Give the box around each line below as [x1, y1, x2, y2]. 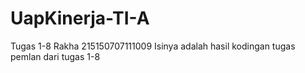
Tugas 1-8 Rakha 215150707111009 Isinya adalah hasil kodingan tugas [10, 40, 296, 52]
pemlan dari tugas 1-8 [10, 50, 101, 62]
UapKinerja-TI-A [10, 7, 150, 30]
